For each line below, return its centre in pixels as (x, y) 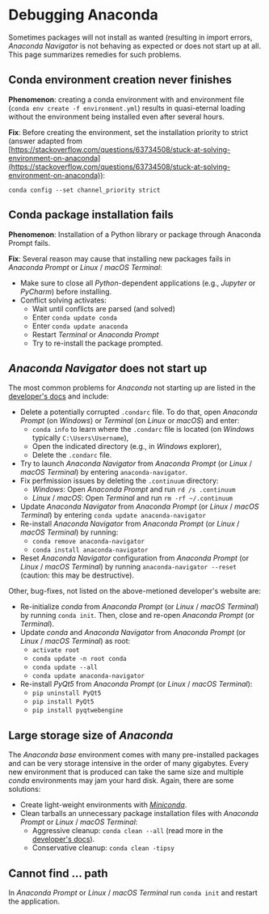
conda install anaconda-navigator (90, 550)
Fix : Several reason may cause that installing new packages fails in (120, 258)
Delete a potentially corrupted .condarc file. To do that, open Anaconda (139, 412)
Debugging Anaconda (84, 15)
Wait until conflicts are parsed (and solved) (104, 308)
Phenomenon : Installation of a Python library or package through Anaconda (134, 234)
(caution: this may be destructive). (77, 575)
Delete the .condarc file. (72, 455)
